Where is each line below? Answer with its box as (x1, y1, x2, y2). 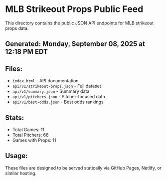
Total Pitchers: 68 (12, 132, 49, 138)
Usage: (5, 152, 28, 160)
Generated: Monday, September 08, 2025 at (5, 40, 146, 48)
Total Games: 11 (12, 126, 45, 133)
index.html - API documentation (12, 78, 79, 84)
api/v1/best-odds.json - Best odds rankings (12, 99, 104, 105)
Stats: (5, 113, 24, 122)
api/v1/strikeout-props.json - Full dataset (12, 83, 101, 89)
